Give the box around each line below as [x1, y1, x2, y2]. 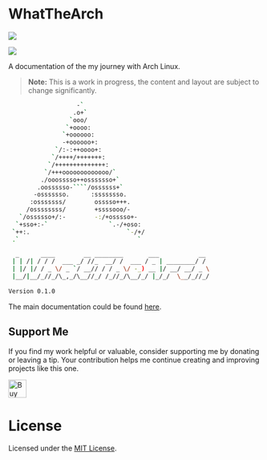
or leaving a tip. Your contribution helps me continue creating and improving [8, 355, 260, 364]
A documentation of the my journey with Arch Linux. [8, 61, 180, 71]
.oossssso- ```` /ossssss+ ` [37, 183, 124, 191]
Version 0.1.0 [8, 287, 56, 295]
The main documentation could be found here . [8, 302, 162, 311]
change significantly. [27, 85, 98, 95]
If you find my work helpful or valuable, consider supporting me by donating [8, 346, 260, 356]
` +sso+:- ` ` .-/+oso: [15, 220, 142, 229]
